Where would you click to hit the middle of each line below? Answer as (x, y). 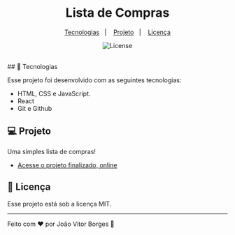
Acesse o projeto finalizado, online (67, 165)
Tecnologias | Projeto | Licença (117, 32)
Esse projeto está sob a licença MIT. (59, 204)
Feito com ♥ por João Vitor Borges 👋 (61, 224)
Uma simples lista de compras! (52, 151)
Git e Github (35, 108)
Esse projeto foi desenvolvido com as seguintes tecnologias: (94, 80)
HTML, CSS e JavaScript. (54, 93)
